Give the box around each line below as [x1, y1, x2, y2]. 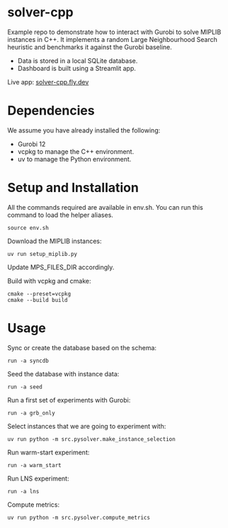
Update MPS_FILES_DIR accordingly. [7, 263, 115, 271]
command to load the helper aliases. [7, 210, 113, 219]
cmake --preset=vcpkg [7, 290, 72, 298]
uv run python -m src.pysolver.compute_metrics [7, 514, 151, 521]
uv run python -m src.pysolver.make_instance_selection [7, 435, 176, 443]
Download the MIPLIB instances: [7, 237, 102, 245]
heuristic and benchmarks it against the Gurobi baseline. [7, 43, 172, 51]
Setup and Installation [7, 180, 139, 196]
